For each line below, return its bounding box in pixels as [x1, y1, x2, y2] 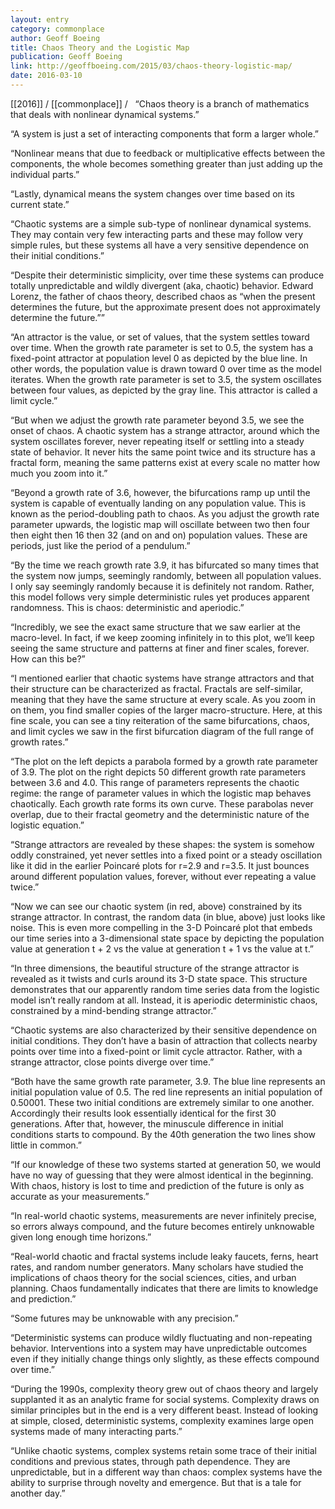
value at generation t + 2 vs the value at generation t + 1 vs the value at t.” [10, 942, 315, 955]
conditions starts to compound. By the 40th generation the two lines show [10, 1128, 317, 1140]
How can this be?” [10, 652, 86, 665]
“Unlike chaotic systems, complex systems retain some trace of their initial [10, 1444, 317, 1456]
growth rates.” [10, 736, 69, 748]
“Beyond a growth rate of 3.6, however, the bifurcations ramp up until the [10, 486, 311, 498]
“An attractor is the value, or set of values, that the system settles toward [10, 331, 310, 343]
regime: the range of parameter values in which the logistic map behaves [10, 787, 312, 799]
